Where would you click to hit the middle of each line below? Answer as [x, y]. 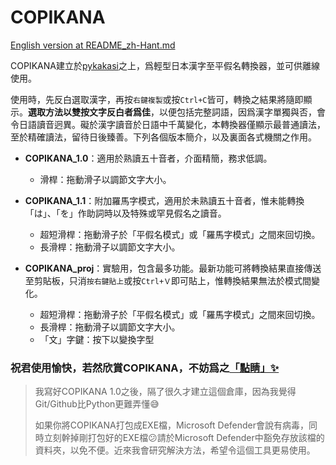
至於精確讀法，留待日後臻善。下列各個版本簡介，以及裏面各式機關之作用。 [163, 137]
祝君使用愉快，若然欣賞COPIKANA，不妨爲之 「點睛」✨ [145, 368]
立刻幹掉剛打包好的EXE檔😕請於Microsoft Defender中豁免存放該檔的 [184, 438]
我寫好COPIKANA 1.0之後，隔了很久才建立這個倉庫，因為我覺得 [165, 392]
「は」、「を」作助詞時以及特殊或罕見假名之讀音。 [125, 213]
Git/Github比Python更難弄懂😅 [97, 404]
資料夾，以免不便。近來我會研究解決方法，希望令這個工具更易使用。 [175, 450]
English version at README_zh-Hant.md [93, 45]
